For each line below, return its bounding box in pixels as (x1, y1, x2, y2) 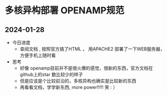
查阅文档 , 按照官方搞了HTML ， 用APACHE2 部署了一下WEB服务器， (19, 46, 165, 52)
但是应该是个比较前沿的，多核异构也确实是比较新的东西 (19, 78, 136, 84)
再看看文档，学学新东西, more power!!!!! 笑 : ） (19, 84, 118, 90)
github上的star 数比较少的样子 (19, 72, 83, 77)
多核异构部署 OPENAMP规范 (5, 5, 125, 16)
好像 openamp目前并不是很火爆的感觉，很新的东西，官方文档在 (19, 65, 153, 71)
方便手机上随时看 (19, 52, 56, 58)
